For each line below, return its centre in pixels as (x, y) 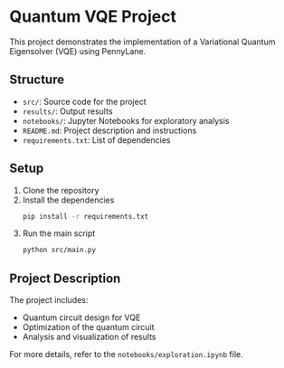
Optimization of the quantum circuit (89, 327)
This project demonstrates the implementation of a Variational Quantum (142, 42)
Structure (37, 80)
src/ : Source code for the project (84, 101)
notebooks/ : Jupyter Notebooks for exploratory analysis (126, 120)
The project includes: (49, 300)
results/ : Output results (67, 111)
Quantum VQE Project (93, 17)
